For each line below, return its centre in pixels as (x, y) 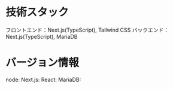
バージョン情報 (42, 63)
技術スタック (37, 12)
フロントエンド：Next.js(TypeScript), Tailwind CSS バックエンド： (87, 30)
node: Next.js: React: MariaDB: (43, 79)
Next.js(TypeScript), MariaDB (42, 36)
